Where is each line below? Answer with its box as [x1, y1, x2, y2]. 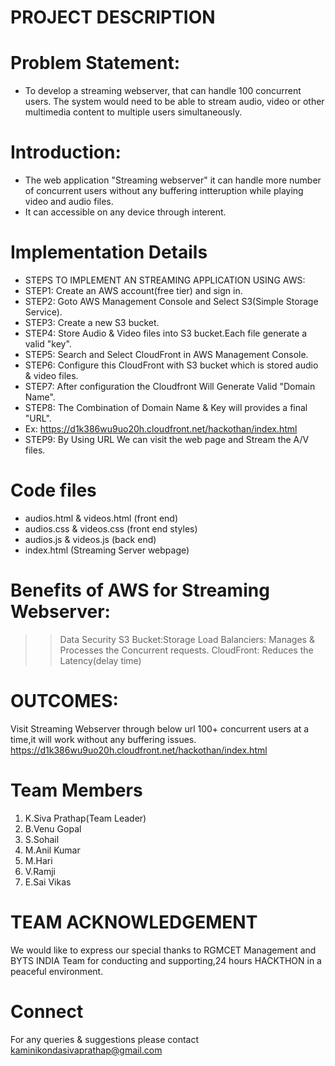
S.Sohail [24, 833, 60, 845]
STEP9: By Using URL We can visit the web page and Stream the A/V [24, 434, 310, 445]
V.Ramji [24, 865, 56, 877]
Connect [10, 1000, 84, 1023]
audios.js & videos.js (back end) [24, 533, 157, 545]
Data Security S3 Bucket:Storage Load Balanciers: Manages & [59, 633, 315, 645]
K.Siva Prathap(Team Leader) [24, 812, 147, 824]
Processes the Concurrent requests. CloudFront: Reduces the [59, 644, 314, 656]
